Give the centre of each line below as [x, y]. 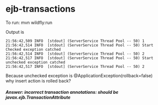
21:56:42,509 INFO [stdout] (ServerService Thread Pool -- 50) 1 [75, 41]
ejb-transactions [41, 9]
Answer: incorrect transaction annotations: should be [62, 92]
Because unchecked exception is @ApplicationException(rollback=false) [79, 75]
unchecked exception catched [35, 62]
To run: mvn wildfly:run [29, 22]
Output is [15, 32]
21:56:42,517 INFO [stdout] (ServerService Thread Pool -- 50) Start [79, 58]
